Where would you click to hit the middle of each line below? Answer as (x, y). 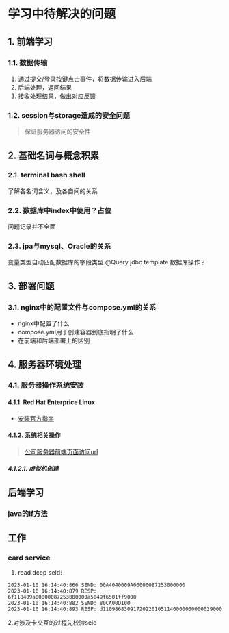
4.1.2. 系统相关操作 (34, 435)
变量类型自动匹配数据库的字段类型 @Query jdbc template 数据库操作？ (107, 262)
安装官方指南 (36, 418)
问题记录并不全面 (32, 227)
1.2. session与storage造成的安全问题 (69, 115)
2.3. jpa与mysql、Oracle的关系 (59, 246)
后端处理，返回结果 (45, 87)
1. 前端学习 (30, 41)
